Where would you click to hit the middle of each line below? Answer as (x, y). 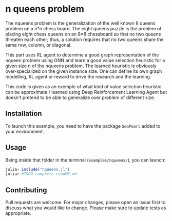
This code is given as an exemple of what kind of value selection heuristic (83, 86)
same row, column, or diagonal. (39, 45)
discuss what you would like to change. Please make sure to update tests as (86, 208)
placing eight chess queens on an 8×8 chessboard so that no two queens (83, 34)
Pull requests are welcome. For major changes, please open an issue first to (85, 203)
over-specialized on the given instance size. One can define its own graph (84, 71)
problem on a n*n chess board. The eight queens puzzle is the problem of (83, 28)
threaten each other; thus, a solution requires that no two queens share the (85, 39)
